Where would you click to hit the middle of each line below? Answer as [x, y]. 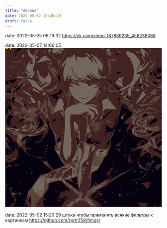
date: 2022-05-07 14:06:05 [33, 45]
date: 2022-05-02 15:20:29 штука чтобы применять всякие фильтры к [79, 215]
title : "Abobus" [22, 10]
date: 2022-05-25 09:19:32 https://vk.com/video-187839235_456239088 [80, 36]
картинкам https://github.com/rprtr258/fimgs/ [53, 220]
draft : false [19, 21]
